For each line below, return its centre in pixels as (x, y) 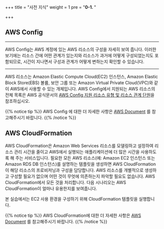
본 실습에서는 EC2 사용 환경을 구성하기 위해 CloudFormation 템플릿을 (72, 199)
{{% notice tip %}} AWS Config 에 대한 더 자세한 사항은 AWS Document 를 (78, 111)
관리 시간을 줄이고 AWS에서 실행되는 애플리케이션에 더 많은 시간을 (77, 152)
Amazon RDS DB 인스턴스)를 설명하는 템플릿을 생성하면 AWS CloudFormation (81, 164)
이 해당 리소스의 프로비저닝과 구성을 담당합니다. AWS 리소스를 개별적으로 (74, 170)
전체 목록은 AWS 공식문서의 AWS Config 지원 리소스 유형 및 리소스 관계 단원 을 (80, 95)
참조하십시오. (18, 101)
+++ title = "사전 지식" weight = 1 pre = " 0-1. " (51, 7)
